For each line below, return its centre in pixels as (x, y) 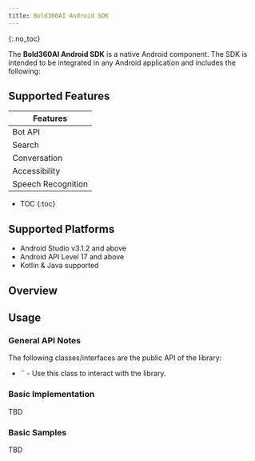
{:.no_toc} (24, 38)
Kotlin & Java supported (59, 266)
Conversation (38, 158)
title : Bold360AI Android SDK (59, 16)
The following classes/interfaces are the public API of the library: (115, 358)
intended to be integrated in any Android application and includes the (122, 62)
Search (26, 145)
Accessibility (36, 171)
